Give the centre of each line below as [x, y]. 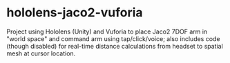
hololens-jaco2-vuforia [75, 13]
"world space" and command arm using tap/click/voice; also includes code [113, 38]
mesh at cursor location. [41, 53]
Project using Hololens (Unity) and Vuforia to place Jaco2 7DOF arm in [107, 32]
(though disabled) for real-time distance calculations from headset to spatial [115, 46]
